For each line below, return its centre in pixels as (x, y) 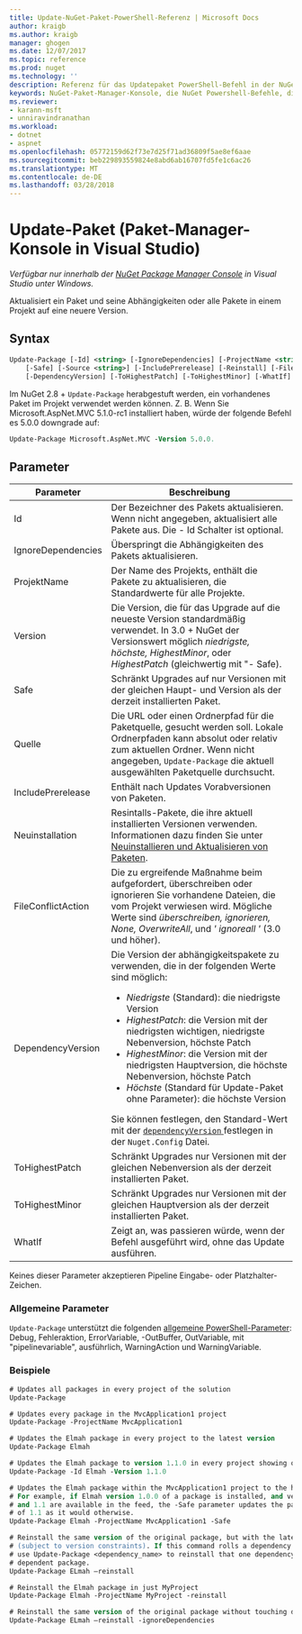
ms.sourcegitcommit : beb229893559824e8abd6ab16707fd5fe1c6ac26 (130, 160)
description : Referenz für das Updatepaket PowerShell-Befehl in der (142, 85)
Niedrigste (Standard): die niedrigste (204, 998)
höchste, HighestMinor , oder (171, 653)
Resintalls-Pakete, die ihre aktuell (182, 813)
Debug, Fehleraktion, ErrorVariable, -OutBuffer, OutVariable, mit (127, 1337)
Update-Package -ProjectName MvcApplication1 (96, 1422)
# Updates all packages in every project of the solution (120, 1389)
